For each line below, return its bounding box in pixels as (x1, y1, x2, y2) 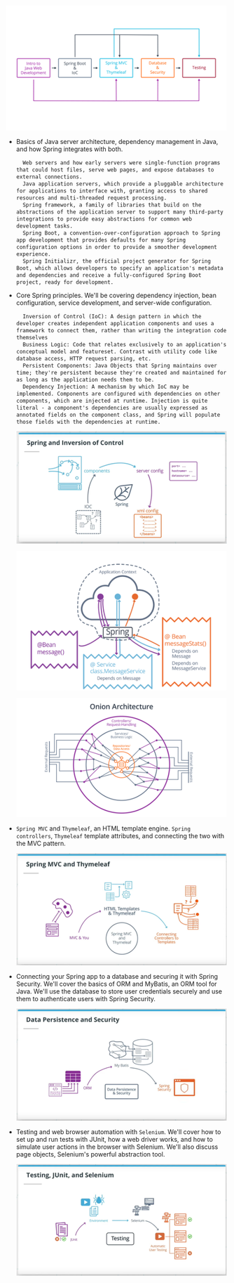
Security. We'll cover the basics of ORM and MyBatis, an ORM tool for (15, 979, 217, 988)
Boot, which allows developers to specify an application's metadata (15, 264, 224, 272)
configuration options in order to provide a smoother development (15, 243, 217, 251)
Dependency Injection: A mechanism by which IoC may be (22, 383, 189, 390)
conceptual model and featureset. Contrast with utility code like (15, 348, 217, 355)
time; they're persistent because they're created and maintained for (15, 369, 227, 376)
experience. (15, 250, 51, 258)
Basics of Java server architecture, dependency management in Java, (15, 137, 219, 145)
